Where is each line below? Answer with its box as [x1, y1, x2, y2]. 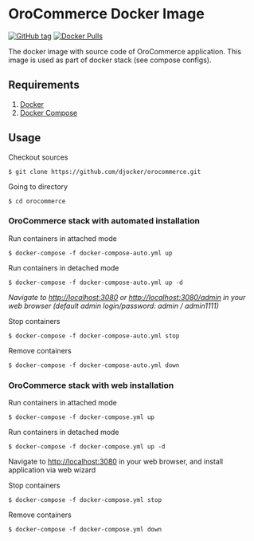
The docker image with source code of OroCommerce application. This [8, 46, 241, 56]
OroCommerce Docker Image [8, 5, 205, 23]
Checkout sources [8, 152, 68, 162]
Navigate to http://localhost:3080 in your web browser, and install [8, 456, 224, 467]
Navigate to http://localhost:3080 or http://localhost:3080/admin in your [8, 292, 246, 302]
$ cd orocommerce [8, 197, 66, 205]
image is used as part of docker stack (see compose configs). [8, 55, 212, 65]
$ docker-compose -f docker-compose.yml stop [8, 496, 162, 504]
